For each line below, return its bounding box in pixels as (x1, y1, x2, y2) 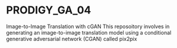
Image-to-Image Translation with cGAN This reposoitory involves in (6, 23, 170, 30)
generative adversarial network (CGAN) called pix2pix (6, 35, 137, 42)
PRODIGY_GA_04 (6, 4, 91, 17)
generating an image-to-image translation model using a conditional (6, 29, 172, 36)
